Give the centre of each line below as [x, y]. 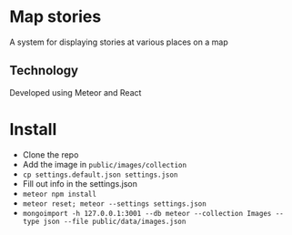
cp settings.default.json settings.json [100, 175]
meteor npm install [60, 194]
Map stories [55, 17]
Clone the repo [50, 154]
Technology [44, 71]
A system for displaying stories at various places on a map [119, 42]
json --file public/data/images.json [115, 221]
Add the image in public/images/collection [105, 164]
